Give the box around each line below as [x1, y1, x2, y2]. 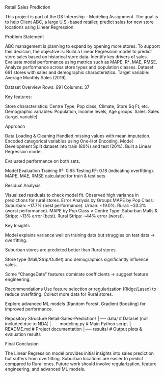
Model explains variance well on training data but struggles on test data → [5, 232, 155, 238]
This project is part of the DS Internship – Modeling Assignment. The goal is [5, 14, 158, 19]
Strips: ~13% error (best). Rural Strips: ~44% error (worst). [5, 213, 124, 219]
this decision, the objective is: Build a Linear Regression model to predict [5, 49, 152, 54]
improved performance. [5, 306, 53, 312]
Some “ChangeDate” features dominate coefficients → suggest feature [5, 271, 148, 277]
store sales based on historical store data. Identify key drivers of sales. [5, 54, 148, 60]
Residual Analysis [5, 182, 41, 188]
